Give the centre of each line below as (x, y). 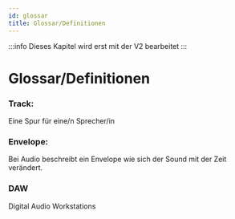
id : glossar (28, 16)
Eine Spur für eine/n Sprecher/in (61, 120)
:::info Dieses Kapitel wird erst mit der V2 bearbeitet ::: (98, 46)
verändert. (25, 168)
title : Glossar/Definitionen (57, 23)
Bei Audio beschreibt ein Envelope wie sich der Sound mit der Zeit (118, 159)
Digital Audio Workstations (52, 206)
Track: (21, 103)
